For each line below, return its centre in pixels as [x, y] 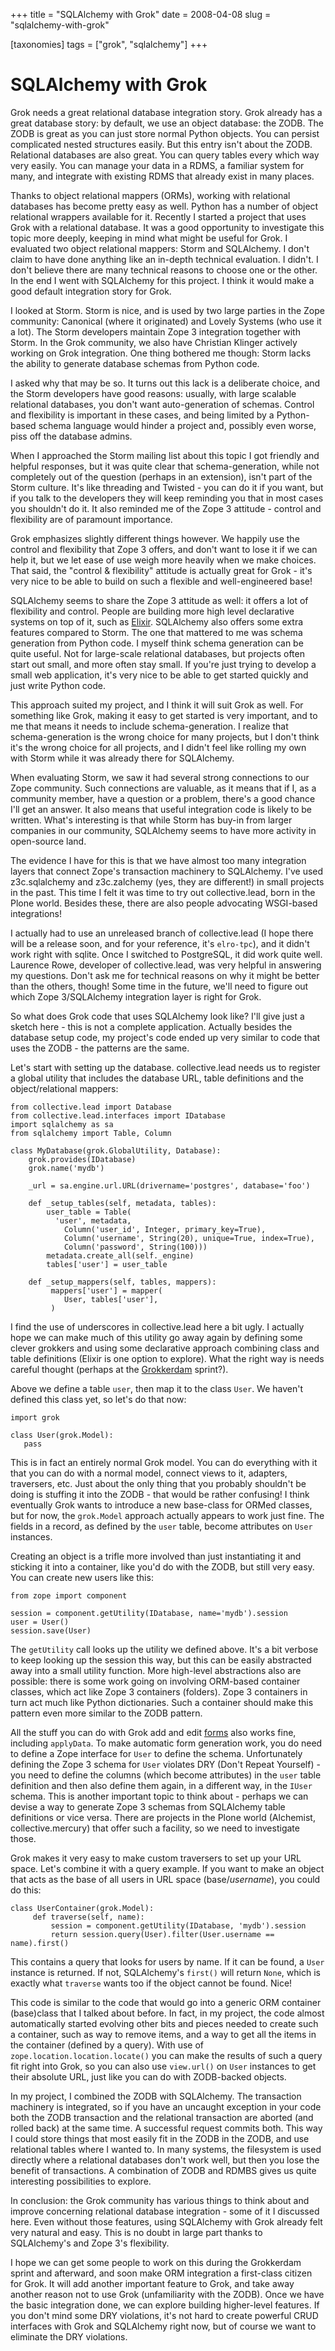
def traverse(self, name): [88, 1917]
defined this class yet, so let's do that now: [98, 1399]
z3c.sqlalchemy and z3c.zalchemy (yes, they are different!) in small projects [167, 881]
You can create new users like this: [82, 1577]
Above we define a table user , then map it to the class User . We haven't [157, 1388]
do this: [26, 1890]
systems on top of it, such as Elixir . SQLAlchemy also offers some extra [157, 621]
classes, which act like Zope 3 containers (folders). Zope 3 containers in [159, 1691]
